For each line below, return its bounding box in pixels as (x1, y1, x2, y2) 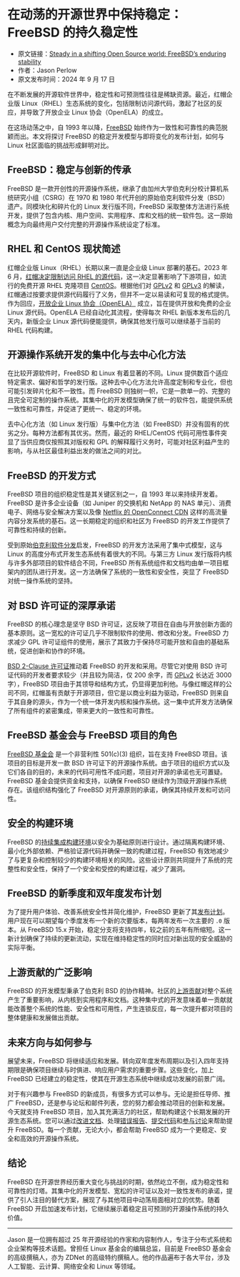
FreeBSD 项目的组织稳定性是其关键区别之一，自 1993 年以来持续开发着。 (7, 490, 221, 499)
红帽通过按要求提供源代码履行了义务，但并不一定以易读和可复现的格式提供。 (7, 290, 233, 299)
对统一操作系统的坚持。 (7, 577, 76, 585)
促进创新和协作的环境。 (19, 647, 89, 655)
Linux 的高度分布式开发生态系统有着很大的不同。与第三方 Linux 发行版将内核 (7, 550, 232, 558)
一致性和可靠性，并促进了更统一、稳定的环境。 (7, 404, 145, 413)
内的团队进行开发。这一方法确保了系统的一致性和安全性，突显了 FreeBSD (13, 567, 229, 576)
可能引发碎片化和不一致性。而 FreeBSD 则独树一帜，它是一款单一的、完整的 (7, 387, 231, 395)
